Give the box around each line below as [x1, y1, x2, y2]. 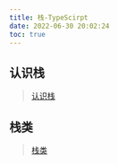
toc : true [9, 30, 46, 39]
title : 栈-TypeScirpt [9, 13, 88, 22]
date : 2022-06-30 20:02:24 [9, 22, 110, 30]
